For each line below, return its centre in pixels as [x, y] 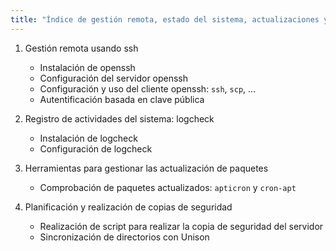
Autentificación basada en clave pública [122, 99]
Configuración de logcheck [96, 148]
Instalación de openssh [87, 67]
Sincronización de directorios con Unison [124, 237]
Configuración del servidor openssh [114, 78]
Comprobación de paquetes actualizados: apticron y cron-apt [168, 187]
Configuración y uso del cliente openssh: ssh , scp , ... [148, 88]
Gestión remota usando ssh [81, 48]
